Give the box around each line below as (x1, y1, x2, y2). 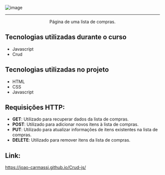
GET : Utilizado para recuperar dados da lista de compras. (12, 116, 129, 122)
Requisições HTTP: (5, 103, 65, 112)
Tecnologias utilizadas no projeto (5, 65, 109, 74)
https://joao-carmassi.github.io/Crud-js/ (5, 165, 86, 171)
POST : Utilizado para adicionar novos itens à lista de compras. (12, 121, 139, 127)
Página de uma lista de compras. (49, 19, 116, 25)
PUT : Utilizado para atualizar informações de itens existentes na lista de (12, 127, 158, 133)
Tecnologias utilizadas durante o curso (5, 33, 127, 41)
